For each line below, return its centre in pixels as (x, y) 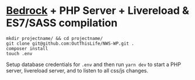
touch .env (19, 53)
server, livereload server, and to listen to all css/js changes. (77, 70)
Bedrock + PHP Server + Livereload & (98, 11)
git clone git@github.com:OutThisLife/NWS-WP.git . (70, 43)
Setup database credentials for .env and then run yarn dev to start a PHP (93, 64)
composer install (27, 48)
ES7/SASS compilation (62, 23)
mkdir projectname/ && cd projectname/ (55, 38)
